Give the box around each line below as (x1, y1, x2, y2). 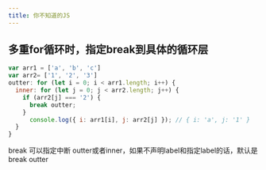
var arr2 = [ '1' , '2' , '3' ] (8, 72, 98, 80)
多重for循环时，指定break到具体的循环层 (8, 43, 209, 56)
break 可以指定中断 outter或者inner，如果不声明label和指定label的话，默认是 (8, 145, 258, 155)
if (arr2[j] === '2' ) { (22, 93, 102, 101)
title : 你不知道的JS (8, 11, 70, 20)
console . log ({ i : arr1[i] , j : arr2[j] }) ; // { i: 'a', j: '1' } (29, 115, 250, 123)
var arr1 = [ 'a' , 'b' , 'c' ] (8, 64, 102, 72)
